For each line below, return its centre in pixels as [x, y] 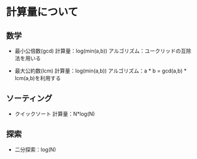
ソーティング [29, 99]
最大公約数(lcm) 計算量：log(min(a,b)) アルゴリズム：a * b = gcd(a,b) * [101, 71]
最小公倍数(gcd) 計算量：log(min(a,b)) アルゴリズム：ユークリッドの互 [100, 51]
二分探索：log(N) [35, 149]
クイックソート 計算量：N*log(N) [55, 114]
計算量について [42, 12]
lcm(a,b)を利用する [37, 78]
